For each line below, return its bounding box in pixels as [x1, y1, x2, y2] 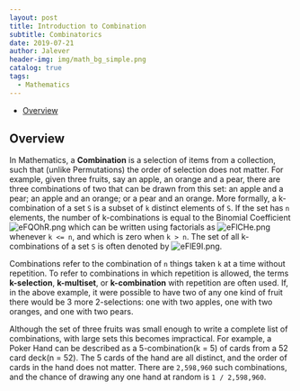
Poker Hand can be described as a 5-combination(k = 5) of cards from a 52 [9, 343, 289, 354]
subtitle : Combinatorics [9, 30, 102, 39]
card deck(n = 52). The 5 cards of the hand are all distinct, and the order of [9, 352, 287, 363]
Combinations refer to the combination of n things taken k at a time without [9, 259, 286, 269]
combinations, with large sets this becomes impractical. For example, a [9, 333, 272, 344]
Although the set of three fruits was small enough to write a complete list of [9, 323, 288, 334]
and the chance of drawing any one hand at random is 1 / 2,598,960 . [9, 371, 267, 383]
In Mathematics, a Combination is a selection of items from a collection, [9, 155, 277, 166]
